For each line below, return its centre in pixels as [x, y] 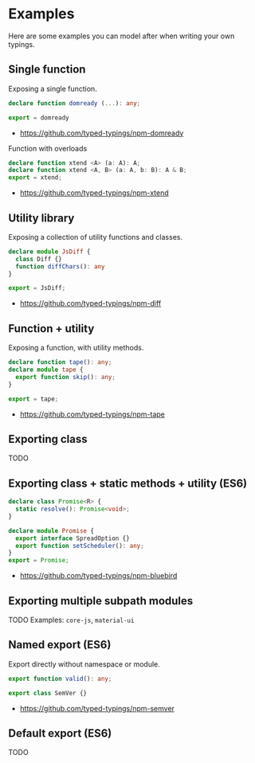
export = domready [39, 117]
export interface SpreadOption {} [73, 538]
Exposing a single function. [53, 88]
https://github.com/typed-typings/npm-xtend [94, 193]
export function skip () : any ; [65, 377]
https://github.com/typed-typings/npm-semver [97, 708]
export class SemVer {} [48, 693]
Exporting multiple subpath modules [101, 601]
